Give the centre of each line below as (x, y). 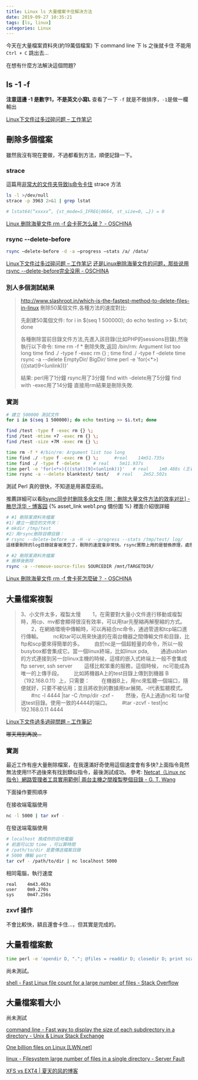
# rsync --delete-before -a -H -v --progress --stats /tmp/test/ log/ (95, 539)
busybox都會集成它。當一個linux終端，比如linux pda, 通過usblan (104, 651)
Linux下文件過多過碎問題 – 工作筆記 (49, 721)
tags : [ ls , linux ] (29, 22)
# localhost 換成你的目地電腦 (40, 839)
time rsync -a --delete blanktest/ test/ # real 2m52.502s (87, 474)
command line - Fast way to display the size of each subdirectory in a (90, 1030)
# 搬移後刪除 (20, 561)
